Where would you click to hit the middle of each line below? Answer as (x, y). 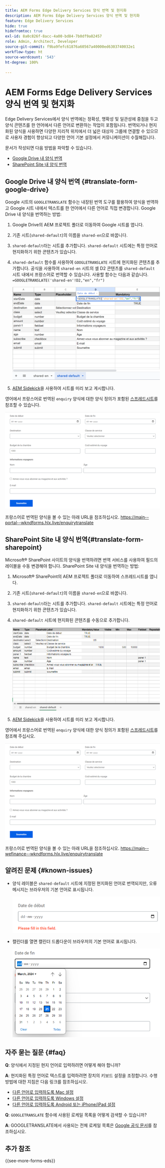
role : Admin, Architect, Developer (41, 42)
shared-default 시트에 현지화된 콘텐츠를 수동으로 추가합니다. (71, 620)
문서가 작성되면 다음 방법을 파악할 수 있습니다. (49, 148)
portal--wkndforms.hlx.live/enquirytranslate (49, 523)
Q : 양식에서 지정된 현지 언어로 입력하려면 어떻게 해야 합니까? (63, 1065)
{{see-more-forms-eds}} (30, 1161)
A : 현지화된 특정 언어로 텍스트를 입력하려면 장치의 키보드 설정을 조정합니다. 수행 (81, 1076)
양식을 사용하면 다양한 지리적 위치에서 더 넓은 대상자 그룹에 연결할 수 (80, 131)
